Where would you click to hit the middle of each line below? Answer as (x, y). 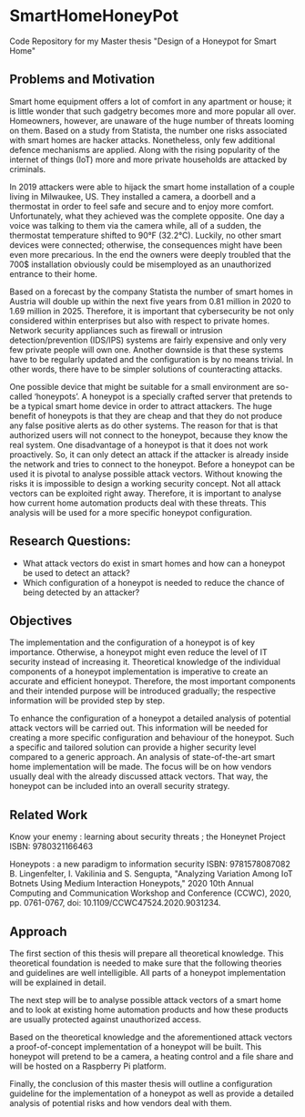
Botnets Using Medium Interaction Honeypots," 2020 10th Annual (132, 884)
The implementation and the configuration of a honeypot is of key (132, 642)
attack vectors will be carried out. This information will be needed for (139, 728)
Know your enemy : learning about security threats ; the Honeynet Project (147, 837)
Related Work (49, 815)
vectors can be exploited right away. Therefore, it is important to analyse (146, 493)
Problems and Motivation (82, 80)
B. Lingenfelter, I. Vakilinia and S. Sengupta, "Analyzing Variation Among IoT (151, 874)
